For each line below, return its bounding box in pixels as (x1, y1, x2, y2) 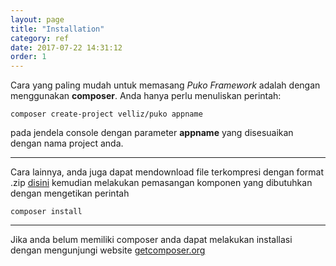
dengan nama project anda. (10, 137, 124, 150)
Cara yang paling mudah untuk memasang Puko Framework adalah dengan (10, 79, 321, 91)
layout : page (10, 14, 65, 25)
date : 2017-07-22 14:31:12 (10, 42, 123, 53)
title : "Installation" (10, 24, 105, 34)
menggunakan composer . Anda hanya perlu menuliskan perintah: (10, 90, 282, 102)
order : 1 (10, 52, 47, 62)
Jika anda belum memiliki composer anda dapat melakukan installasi (10, 234, 293, 246)
